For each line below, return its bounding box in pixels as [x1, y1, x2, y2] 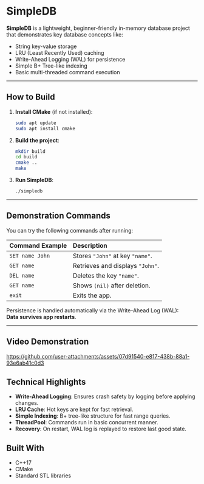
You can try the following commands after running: [6, 226, 134, 234]
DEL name [9, 272, 35, 279]
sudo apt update [15, 120, 56, 126]
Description [72, 241, 107, 250]
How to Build [6, 92, 56, 102]
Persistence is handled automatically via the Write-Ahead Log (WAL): [6, 306, 179, 314]
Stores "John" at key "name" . [72, 251, 153, 260]
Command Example [9, 241, 67, 250]
